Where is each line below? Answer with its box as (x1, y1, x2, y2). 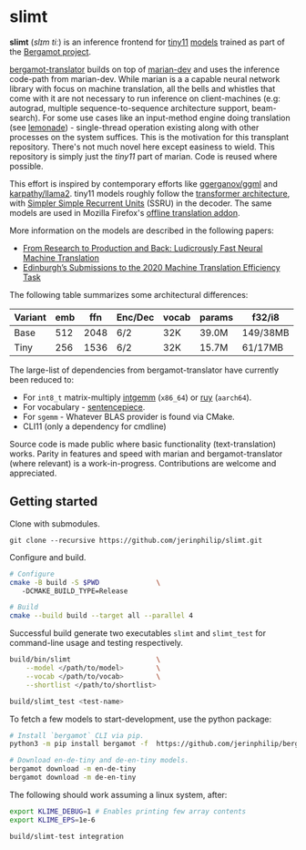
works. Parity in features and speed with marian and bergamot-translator (9, 448, 283, 459)
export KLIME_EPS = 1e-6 (9, 815, 96, 824)
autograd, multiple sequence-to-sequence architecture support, (9, 102, 250, 113)
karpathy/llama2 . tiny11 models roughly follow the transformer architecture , (9, 188, 291, 199)
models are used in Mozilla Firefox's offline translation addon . (9, 207, 240, 218)
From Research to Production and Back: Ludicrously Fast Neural (22, 242, 263, 253)
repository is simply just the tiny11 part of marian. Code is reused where (9, 150, 278, 161)
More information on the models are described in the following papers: (9, 225, 275, 236)
